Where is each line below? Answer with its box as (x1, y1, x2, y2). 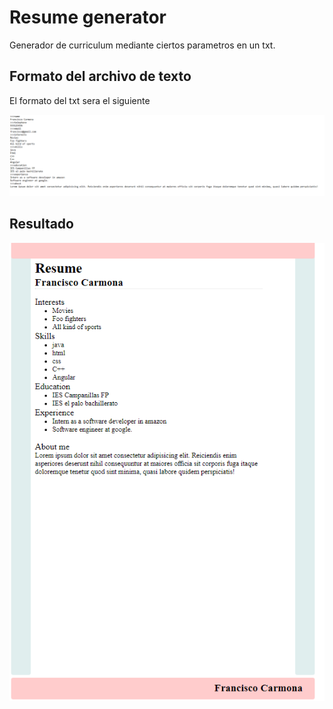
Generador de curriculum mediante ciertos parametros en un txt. (9, 39, 276, 51)
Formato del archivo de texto (9, 68, 192, 85)
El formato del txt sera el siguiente (9, 94, 151, 106)
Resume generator (9, 6, 167, 29)
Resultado (9, 216, 74, 233)
